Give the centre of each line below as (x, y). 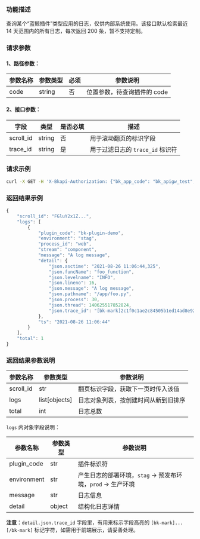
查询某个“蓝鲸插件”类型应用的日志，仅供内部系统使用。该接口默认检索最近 (97, 24)
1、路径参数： (23, 63)
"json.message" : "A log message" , (91, 289)
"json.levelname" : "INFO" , (82, 277)
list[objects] (56, 400)
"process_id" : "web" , (65, 244)
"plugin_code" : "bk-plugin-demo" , (81, 233)
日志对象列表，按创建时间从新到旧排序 (132, 400)
